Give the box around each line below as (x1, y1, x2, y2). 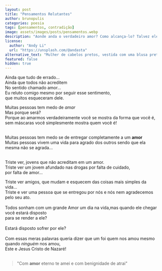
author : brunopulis (5, 16, 44, 21)
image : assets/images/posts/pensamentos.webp (5, 30, 98, 34)
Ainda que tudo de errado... (5, 75, 60, 80)
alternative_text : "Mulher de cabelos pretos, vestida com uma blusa (5, 52, 148, 57)
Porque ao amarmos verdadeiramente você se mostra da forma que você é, (5, 115, 156, 121)
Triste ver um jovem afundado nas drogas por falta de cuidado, (5, 164, 130, 170)
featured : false (5, 57, 38, 62)
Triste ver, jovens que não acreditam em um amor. (5, 159, 105, 165)
